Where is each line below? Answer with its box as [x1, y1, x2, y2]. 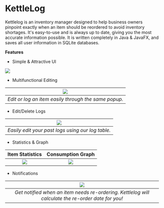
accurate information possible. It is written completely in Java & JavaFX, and [5, 35, 159, 40]
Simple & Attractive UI [12, 58, 56, 64]
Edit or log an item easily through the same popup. [7, 95, 123, 102]
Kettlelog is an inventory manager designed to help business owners [5, 19, 143, 25]
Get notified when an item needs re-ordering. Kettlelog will [14, 189, 150, 195]
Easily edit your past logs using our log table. [7, 127, 111, 133]
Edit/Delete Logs [12, 108, 46, 114]
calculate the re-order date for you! [41, 195, 123, 202]
